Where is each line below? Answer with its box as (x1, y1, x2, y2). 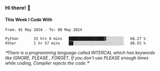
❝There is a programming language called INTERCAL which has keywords (5, 49, 155, 55)
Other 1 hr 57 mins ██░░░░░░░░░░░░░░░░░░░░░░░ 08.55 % (5, 41, 146, 46)
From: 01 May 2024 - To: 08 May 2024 (5, 27, 82, 32)
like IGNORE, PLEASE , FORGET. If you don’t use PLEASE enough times (5, 55, 149, 61)
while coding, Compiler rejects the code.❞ (5, 60, 89, 66)
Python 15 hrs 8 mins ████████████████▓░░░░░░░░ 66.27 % (5, 36, 146, 41)
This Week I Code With (5, 17, 53, 23)
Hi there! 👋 (5, 4, 31, 11)
